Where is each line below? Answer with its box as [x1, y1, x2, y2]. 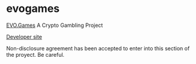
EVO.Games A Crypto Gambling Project [6, 22, 103, 29]
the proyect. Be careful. [6, 51, 65, 58]
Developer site [6, 33, 42, 40]
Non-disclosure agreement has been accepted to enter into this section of [6, 44, 190, 52]
